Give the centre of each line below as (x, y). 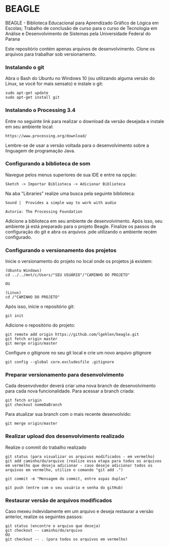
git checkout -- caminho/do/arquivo (44, 531)
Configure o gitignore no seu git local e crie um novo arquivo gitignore (78, 353)
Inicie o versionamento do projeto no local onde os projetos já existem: (79, 261)
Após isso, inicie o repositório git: (40, 306)
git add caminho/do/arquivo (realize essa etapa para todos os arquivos (83, 461)
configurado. (19, 237)
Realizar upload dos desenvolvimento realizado (65, 436)
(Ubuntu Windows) (24, 271)
